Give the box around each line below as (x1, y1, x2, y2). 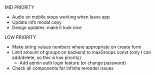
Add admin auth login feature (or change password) (19, 60, 126, 65)
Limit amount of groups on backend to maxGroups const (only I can (11, 49, 151, 55)
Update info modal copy (11, 19, 62, 25)
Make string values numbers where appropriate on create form (11, 44, 141, 49)
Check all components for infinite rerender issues (11, 65, 114, 71)
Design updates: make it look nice (11, 24, 82, 30)
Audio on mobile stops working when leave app (11, 14, 110, 19)
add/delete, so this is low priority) (11, 54, 81, 60)
